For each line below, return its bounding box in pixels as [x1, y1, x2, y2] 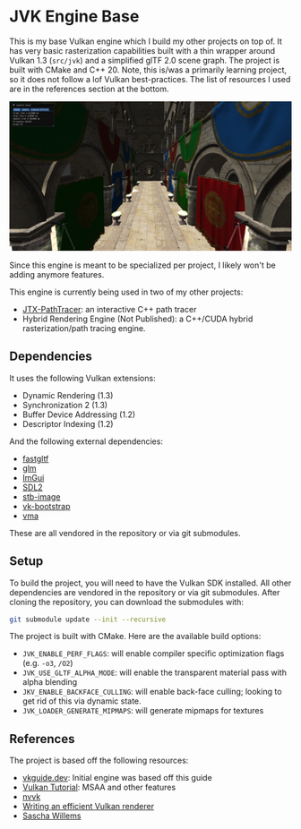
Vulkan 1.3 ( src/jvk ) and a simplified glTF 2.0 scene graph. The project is [9, 55, 280, 65]
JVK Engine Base [9, 6, 140, 27]
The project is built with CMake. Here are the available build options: [9, 631, 262, 642]
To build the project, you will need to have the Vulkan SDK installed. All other [9, 577, 292, 588]
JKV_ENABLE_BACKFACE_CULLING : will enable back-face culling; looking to [21, 687, 282, 697]
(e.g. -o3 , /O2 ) [21, 658, 73, 669]
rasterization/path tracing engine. [21, 322, 146, 333]
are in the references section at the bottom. [9, 83, 169, 94]
